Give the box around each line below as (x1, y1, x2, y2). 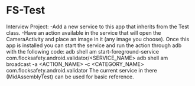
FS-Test (6, 4, 45, 17)
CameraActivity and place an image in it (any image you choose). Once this (6, 35, 190, 42)
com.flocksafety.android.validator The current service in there (6, 67, 158, 74)
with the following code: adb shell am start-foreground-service (6, 48, 160, 55)
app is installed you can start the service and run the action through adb (6, 42, 182, 49)
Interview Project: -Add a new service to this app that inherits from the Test (6, 23, 189, 30)
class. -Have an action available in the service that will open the (6, 29, 161, 36)
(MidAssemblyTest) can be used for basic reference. (6, 73, 134, 80)
